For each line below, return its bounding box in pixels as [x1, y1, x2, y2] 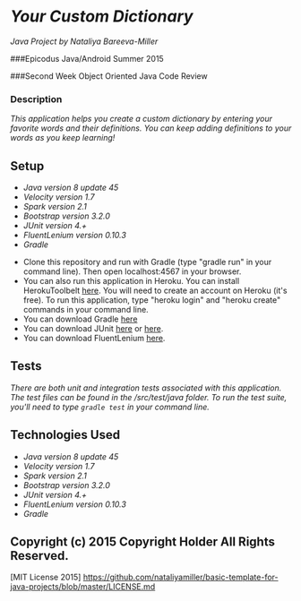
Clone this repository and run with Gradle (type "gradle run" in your [22, 257, 272, 268]
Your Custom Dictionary [10, 6, 193, 27]
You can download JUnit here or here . [22, 323, 164, 334]
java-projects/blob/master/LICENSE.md [10, 581, 156, 592]
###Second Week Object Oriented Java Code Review [10, 70, 209, 82]
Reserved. [10, 548, 70, 563]
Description [10, 92, 63, 105]
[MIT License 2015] [10, 571, 82, 583]
